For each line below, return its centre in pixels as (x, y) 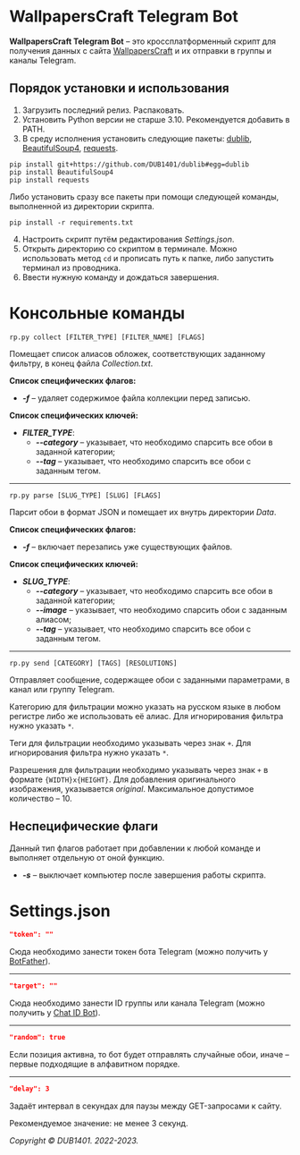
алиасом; (54, 619)
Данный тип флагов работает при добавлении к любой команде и (135, 848)
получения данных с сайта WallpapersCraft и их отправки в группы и (141, 50)
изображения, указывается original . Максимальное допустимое (132, 788)
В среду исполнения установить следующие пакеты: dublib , (137, 138)
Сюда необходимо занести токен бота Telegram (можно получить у (139, 952)
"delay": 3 (29, 1089)
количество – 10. (41, 798)
